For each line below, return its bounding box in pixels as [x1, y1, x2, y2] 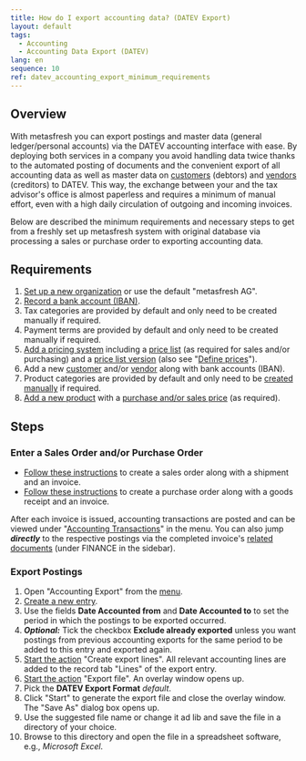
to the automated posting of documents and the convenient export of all [10, 159, 280, 170]
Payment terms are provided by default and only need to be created [23, 324, 279, 335]
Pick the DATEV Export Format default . [23, 683, 172, 694]
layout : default [10, 22, 72, 31]
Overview [10, 107, 67, 122]
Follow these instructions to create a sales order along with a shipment [23, 467, 290, 478]
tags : [10, 30, 31, 39]
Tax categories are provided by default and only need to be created [23, 305, 277, 316]
